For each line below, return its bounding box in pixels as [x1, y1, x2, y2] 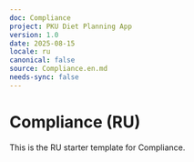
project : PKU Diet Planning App [9, 22, 132, 31]
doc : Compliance [9, 13, 71, 23]
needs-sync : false [9, 73, 79, 82]
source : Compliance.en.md [9, 65, 107, 74]
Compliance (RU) [9, 111, 141, 132]
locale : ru [9, 47, 51, 56]
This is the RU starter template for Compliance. [9, 142, 186, 153]
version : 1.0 [9, 30, 59, 39]
